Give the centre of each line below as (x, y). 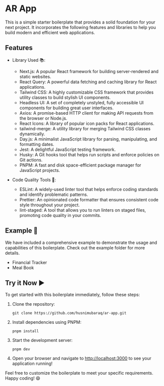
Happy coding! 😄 (23, 378)
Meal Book (23, 267)
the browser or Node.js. (43, 118)
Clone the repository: (34, 304)
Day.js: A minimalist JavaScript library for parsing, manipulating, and (88, 139)
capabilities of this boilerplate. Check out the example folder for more (75, 247)
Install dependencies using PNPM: (47, 322)
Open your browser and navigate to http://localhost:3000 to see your (82, 359)
